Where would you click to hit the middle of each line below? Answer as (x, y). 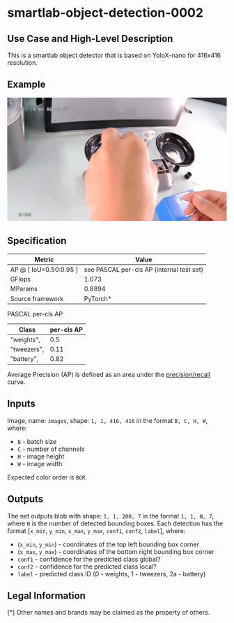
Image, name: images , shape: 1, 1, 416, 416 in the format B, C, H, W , (107, 420)
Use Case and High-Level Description (90, 39)
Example (26, 85)
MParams (24, 289)
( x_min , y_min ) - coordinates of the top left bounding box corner (108, 544)
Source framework (37, 298)
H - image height (41, 456)
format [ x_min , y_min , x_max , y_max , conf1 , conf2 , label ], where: (96, 530)
